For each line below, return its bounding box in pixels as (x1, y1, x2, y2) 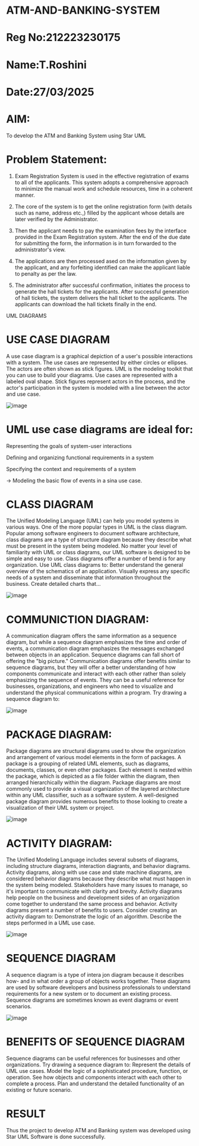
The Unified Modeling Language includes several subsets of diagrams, (6, 856, 179, 863)
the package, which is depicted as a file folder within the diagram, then (6, 773, 180, 780)
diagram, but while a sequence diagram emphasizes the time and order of (6, 639, 187, 646)
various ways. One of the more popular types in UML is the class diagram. (6, 523, 188, 531)
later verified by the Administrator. (14, 215, 99, 223)
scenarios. (6, 1003, 32, 1010)
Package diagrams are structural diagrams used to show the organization (6, 747, 186, 754)
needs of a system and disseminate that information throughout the (6, 574, 171, 581)
